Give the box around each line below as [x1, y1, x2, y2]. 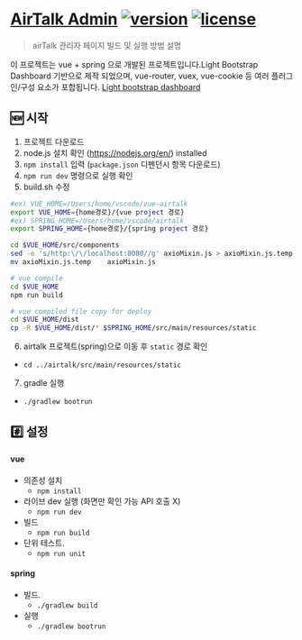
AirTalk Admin [10, 9, 118, 30]
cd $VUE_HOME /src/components [10, 241, 120, 250]
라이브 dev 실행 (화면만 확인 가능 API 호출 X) [23, 496, 181, 507]
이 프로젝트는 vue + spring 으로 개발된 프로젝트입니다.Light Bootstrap [10, 59, 259, 69]
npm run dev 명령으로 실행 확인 [23, 169, 133, 180]
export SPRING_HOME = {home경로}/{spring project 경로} [10, 224, 209, 233]
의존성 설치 [23, 474, 63, 486]
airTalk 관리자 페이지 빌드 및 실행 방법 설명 [32, 40, 182, 50]
